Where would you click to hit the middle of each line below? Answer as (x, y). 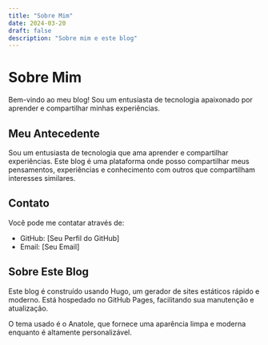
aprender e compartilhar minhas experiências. (84, 108)
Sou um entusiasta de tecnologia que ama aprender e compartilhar (118, 152)
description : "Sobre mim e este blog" (73, 38)
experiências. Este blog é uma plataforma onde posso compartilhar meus (129, 161)
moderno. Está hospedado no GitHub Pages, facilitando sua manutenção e (131, 299)
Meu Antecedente (54, 133)
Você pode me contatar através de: (66, 223)
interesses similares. (42, 178)
